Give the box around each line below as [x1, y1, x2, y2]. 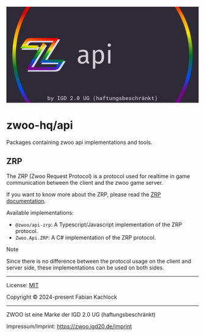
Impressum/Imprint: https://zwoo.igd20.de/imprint [6, 323, 132, 330]
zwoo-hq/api [6, 118, 73, 132]
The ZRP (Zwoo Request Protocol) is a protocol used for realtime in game [6, 172, 190, 180]
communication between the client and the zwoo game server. [6, 179, 164, 186]
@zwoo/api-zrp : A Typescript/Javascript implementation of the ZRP [15, 221, 182, 228]
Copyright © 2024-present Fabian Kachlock [6, 293, 117, 301]
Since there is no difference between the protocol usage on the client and [6, 257, 192, 265]
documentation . [6, 197, 46, 204]
